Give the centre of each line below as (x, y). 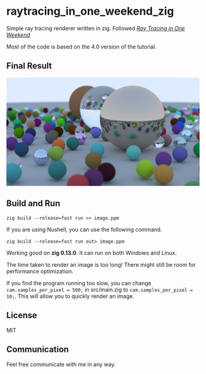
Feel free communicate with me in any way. (61, 364)
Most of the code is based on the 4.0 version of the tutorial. (82, 47)
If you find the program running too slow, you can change (79, 283)
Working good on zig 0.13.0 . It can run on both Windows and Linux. (92, 253)
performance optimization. (40, 272)
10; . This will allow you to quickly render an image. (71, 296)
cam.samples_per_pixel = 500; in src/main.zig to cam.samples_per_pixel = (100, 290)
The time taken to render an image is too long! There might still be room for (101, 265)
